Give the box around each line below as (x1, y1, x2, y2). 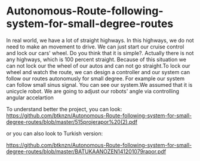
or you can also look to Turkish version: (6, 130, 103, 137)
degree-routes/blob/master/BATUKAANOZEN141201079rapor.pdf (6, 148, 166, 155)
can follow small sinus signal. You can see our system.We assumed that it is (6, 81, 193, 88)
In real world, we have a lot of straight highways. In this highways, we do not (6, 37, 194, 44)
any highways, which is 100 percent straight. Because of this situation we (6, 56, 187, 63)
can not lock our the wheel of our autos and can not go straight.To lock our (6, 62, 190, 69)
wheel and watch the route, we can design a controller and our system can (6, 68, 190, 75)
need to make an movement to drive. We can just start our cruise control (6, 43, 184, 50)
